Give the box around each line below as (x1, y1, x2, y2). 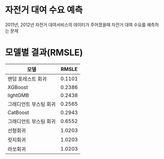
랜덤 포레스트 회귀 (7, 75, 47, 82)
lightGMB (7, 92, 30, 98)
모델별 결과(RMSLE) (5, 47, 83, 58)
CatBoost (7, 109, 30, 116)
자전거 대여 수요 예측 (5, 4, 83, 16)
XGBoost (7, 84, 28, 91)
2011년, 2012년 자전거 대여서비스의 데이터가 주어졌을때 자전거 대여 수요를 (5, 22, 146, 28)
